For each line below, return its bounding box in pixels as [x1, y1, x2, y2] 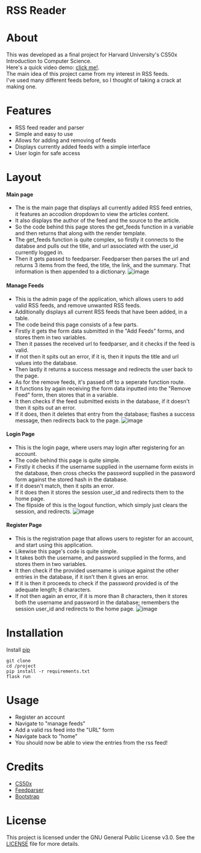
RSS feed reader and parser [14, 124, 84, 131]
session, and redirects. [14, 508, 72, 515]
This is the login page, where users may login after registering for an [14, 443, 185, 451]
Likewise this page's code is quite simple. [14, 548, 119, 555]
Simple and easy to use [14, 131, 73, 138]
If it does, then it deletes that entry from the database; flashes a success [14, 410, 195, 417]
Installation [6, 626, 64, 640]
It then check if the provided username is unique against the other [14, 567, 179, 574]
